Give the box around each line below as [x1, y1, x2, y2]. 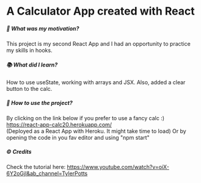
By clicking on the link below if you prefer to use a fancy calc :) [6, 115, 165, 122]
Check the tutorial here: [6, 163, 66, 171]
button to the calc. [6, 85, 53, 93]
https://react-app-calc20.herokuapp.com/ [6, 121, 112, 129]
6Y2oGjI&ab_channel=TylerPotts [6, 170, 88, 178]
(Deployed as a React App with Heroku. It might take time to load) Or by [6, 127, 186, 135]
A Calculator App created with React [6, 4, 195, 18]
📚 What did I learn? [6, 61, 58, 68]
